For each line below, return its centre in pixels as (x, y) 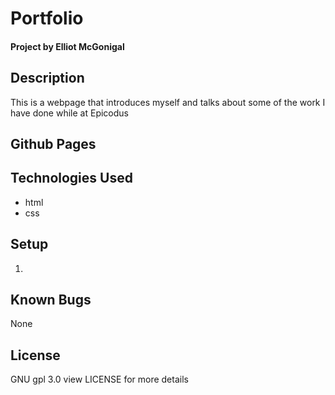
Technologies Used (71, 178)
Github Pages (53, 143)
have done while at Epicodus (69, 113)
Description (47, 78)
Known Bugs (51, 300)
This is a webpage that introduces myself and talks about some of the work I (168, 102)
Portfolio (47, 18)
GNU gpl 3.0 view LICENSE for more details (99, 379)
